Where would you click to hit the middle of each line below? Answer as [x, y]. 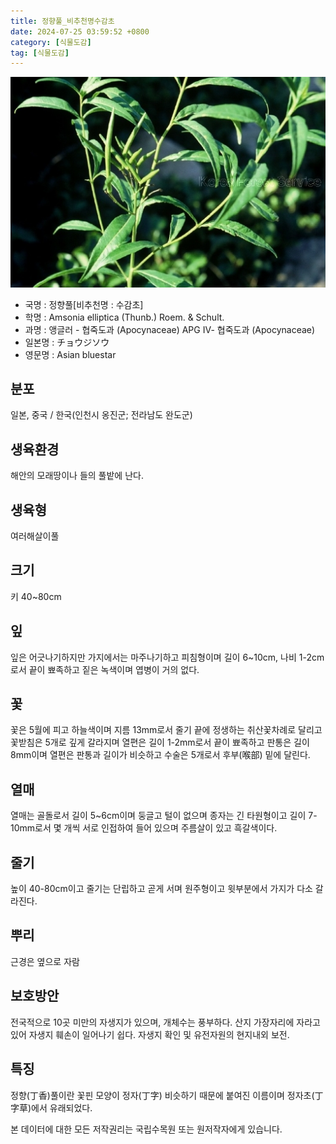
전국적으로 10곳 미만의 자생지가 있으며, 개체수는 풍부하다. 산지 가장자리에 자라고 [165, 1022]
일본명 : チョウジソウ [67, 342]
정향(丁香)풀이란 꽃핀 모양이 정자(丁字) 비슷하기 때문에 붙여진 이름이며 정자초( [162, 1095]
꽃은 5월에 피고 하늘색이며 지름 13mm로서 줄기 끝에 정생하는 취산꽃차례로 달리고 [166, 730]
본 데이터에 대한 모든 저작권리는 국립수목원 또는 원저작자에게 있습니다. [146, 1129]
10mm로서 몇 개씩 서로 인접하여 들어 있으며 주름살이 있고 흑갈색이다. [144, 828]
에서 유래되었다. [62, 1107]
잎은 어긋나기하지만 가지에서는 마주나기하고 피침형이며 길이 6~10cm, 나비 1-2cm [167, 657]
